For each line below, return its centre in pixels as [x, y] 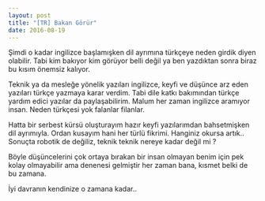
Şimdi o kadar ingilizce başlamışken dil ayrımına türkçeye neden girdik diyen [132, 53]
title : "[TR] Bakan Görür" [53, 23]
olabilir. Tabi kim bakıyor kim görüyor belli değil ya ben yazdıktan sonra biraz [132, 61]
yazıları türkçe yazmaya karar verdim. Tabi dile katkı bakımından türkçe [124, 93]
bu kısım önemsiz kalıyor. [49, 69]
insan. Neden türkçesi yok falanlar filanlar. [76, 110]
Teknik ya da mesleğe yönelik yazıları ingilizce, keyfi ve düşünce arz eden [129, 84]
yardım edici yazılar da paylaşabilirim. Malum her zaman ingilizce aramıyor [129, 101]
